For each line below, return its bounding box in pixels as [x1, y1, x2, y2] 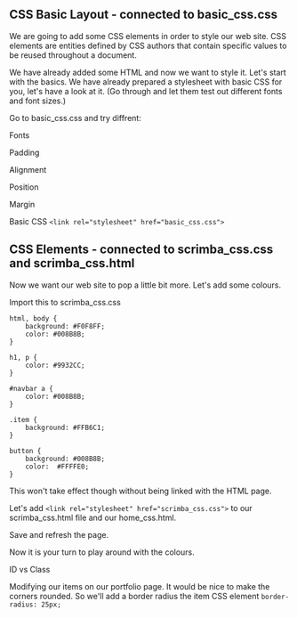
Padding [9, 147, 40, 158]
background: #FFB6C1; [25, 423, 105, 432]
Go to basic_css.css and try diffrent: [9, 112, 142, 123]
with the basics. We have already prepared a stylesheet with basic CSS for [9, 76, 283, 87]
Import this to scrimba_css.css [9, 297, 122, 307]
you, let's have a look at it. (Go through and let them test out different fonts [9, 85, 283, 96]
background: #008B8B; [25, 454, 105, 463]
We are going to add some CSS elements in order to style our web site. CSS [9, 30, 287, 41]
